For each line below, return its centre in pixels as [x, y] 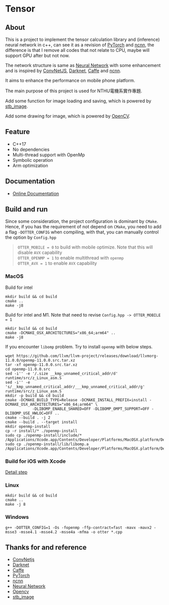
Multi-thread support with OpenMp [49, 155]
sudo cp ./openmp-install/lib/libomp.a [47, 444]
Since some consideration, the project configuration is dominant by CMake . [82, 221]
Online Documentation [36, 193]
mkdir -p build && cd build [35, 396]
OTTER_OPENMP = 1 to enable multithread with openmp [71, 258]
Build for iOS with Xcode [36, 461]
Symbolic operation [33, 160]
